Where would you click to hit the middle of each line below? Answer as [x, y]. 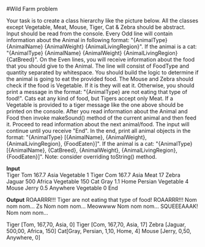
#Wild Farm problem [32, 9]
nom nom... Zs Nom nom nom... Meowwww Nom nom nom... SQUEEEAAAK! [102, 206]
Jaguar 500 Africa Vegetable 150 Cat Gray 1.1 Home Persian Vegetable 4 [98, 181]
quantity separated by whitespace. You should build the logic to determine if [102, 72]
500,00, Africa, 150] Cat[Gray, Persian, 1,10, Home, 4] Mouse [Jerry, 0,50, [99, 231]
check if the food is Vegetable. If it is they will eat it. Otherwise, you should [100, 85]
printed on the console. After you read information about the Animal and [97, 111]
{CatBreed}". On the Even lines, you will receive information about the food [100, 59]
